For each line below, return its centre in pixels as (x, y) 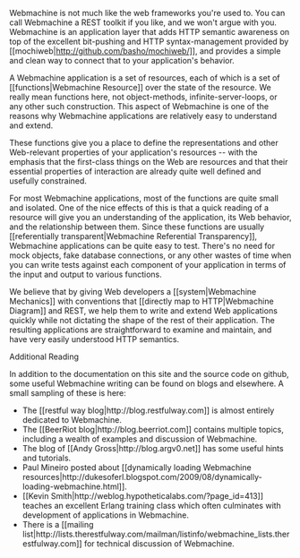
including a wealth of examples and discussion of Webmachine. (140, 439)
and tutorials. (47, 458)
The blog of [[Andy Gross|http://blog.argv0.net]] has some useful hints (153, 448)
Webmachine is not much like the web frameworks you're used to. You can (147, 13)
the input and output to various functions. (86, 274)
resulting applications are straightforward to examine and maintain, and (141, 330)
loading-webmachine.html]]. (74, 486)
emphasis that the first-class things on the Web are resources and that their (149, 162)
